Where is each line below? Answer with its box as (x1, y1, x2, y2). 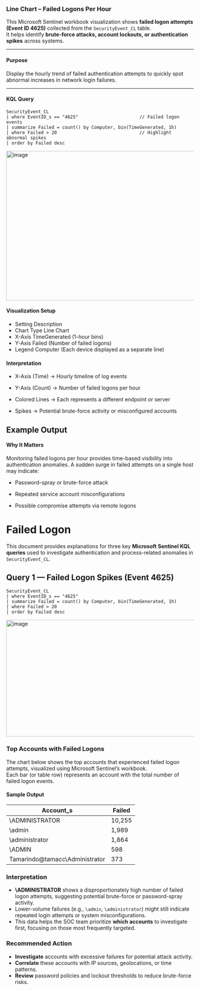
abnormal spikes (6, 135, 46, 141)
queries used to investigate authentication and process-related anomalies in (6, 549, 193, 556)
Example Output (6, 425, 67, 435)
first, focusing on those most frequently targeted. (14, 924, 136, 932)
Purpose (6, 56, 28, 64)
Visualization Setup (6, 307, 56, 314)
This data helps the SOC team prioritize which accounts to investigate (14, 918, 187, 926)
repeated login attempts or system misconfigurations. (14, 912, 146, 919)
